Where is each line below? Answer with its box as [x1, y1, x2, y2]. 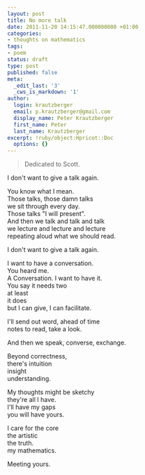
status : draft [7, 56, 49, 63]
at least [7, 289, 29, 297]
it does [7, 296, 27, 305]
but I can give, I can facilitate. [7, 304, 92, 312]
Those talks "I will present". [7, 210, 86, 218]
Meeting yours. [7, 460, 51, 469]
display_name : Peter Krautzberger [13, 114, 114, 121]
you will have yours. [7, 410, 65, 419]
